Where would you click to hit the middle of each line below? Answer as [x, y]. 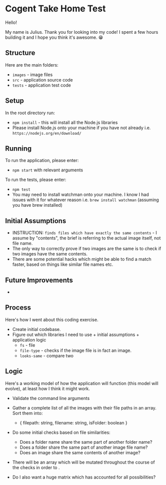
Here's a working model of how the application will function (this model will [82, 383]
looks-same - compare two [47, 355]
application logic [29, 340]
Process [18, 308]
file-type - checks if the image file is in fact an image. [76, 350]
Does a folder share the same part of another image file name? [83, 447]
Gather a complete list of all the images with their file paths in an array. [84, 407]
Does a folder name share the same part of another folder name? [86, 442]
